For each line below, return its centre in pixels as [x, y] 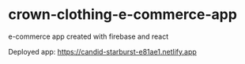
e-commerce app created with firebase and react [88, 36]
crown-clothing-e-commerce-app [122, 15]
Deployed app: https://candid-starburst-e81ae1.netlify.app [103, 51]
